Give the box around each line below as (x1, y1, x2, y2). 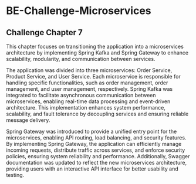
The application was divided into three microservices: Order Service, (6, 67, 173, 74)
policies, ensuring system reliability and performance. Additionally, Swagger (6, 153, 190, 159)
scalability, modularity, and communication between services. (6, 56, 156, 62)
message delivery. (6, 117, 50, 124)
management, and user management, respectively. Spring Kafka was (6, 86, 173, 92)
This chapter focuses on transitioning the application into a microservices (6, 43, 184, 50)
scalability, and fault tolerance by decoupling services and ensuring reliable (6, 110, 189, 117)
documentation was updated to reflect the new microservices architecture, (6, 159, 187, 166)
